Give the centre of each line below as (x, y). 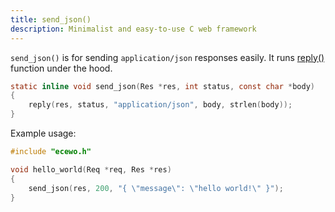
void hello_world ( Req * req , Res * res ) (91, 169)
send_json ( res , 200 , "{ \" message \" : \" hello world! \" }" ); (156, 188)
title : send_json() (51, 19)
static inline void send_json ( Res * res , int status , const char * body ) (163, 86)
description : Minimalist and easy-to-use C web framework (133, 29)
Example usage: (43, 133)
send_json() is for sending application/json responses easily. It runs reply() (167, 57)
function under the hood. (61, 68)
